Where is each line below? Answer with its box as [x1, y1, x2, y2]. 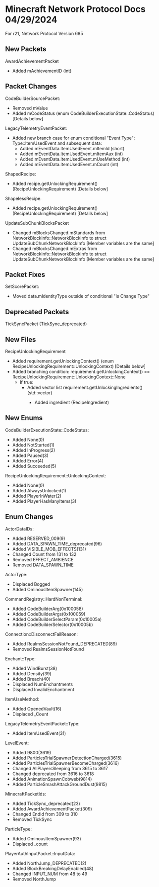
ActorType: [5, 571, 28, 577]
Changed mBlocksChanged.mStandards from [12, 230, 106, 236]
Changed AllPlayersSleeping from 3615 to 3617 [12, 765, 108, 771]
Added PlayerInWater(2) [12, 493, 62, 499]
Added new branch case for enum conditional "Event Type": [12, 135, 135, 141]
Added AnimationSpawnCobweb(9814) [12, 776, 92, 782]
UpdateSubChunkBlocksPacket [5, 220, 69, 226]
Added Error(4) [12, 457, 44, 463]
